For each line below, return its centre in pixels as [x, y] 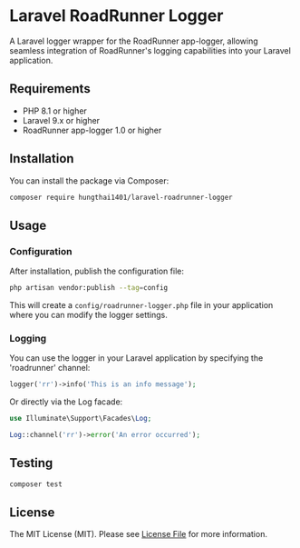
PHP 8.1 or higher [55, 111]
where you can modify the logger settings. [88, 315]
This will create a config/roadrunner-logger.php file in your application [141, 305]
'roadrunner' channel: [50, 368]
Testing [31, 463]
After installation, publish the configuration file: [97, 271]
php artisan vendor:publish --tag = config [89, 288]
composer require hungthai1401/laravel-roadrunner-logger [121, 197]
